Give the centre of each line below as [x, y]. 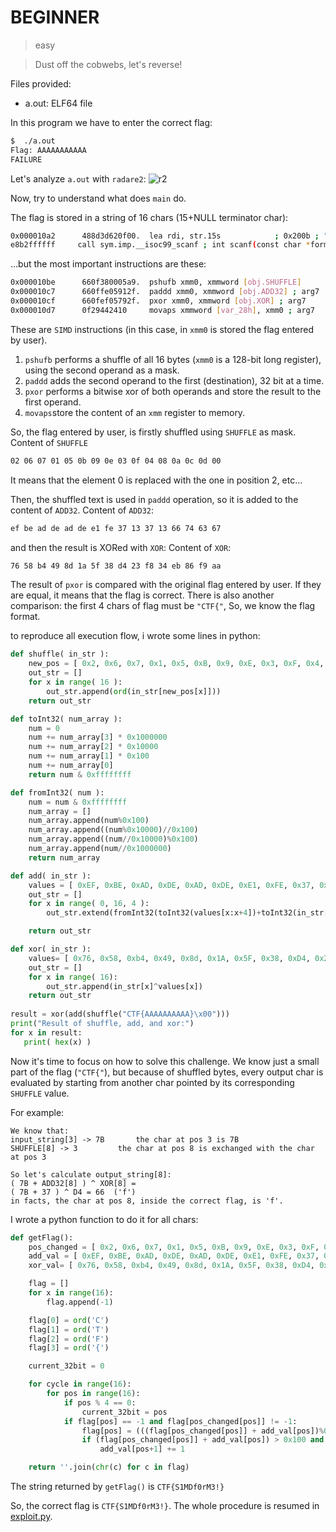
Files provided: [41, 83]
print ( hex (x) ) [57, 1042]
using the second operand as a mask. [102, 370]
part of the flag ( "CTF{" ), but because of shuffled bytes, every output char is [167, 1072]
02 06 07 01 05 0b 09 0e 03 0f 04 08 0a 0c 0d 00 [116, 461]
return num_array [64, 857]
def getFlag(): [42, 1237]
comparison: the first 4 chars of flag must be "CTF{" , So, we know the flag [163, 606]
